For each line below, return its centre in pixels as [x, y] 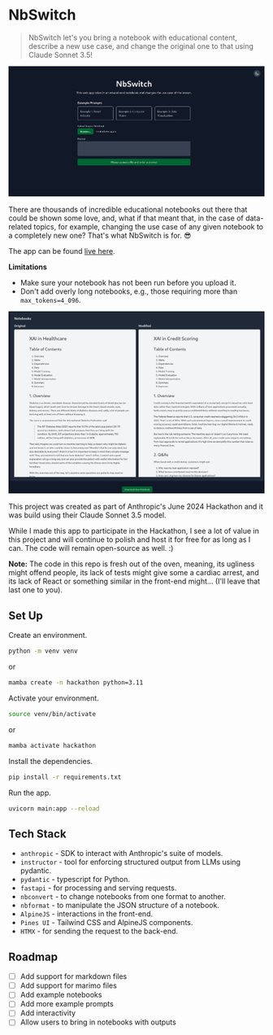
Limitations [28, 267]
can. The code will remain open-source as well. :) [91, 548]
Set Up [26, 616]
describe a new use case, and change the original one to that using [141, 46]
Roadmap [33, 956]
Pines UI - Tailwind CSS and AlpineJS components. [106, 923]
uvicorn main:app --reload [54, 808]
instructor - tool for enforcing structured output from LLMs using [130, 862]
